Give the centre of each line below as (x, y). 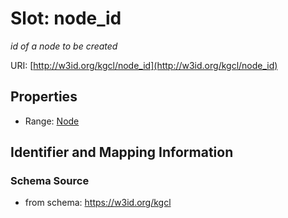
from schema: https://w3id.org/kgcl (98, 203)
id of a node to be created (64, 46)
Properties (44, 97)
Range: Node (52, 121)
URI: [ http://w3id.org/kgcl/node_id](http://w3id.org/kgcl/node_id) (144, 65)
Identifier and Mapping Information (122, 152)
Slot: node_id (66, 18)
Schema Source (50, 181)
